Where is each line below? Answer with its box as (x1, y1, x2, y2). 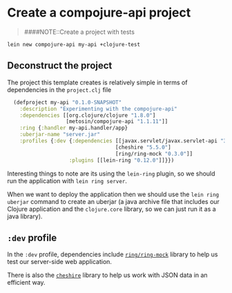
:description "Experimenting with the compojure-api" (19, 105, 177, 112)
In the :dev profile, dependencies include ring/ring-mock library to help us (7, 250, 218, 258)
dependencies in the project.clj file (7, 85, 112, 94)
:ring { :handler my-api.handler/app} (19, 124, 128, 132)
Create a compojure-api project (7, 5, 191, 21)
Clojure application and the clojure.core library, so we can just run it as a (7, 205, 216, 213)
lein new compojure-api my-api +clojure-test (7, 41, 140, 48)
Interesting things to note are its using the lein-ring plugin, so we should (7, 169, 215, 178)
